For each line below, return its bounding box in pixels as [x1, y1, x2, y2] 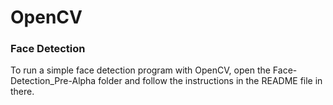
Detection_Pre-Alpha [10, 75, 97, 87]
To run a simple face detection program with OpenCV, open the [10, 64, 271, 76]
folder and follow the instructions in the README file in [98, 75, 323, 87]
